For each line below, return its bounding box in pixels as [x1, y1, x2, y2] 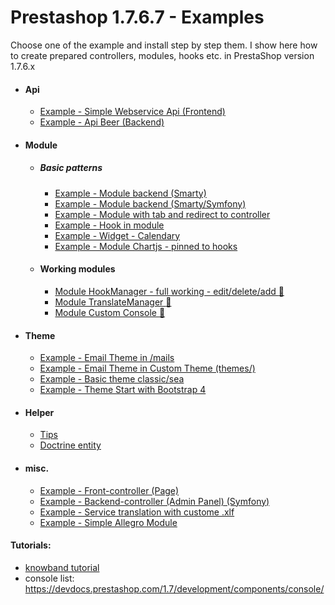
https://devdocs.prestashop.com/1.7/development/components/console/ [24, 582, 325, 595]
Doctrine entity [39, 439, 102, 451]
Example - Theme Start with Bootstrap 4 [39, 384, 207, 396]
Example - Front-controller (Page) [39, 484, 180, 496]
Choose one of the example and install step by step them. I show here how [10, 39, 318, 51]
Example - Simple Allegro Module [39, 516, 178, 528]
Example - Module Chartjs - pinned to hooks [54, 240, 238, 252]
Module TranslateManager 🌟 [54, 296, 172, 308]
